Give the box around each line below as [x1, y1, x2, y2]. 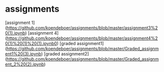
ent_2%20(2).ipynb [5, 61, 44, 67]
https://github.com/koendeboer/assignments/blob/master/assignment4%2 [6, 35, 158, 41]
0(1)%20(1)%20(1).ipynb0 [5, 40, 58, 46]
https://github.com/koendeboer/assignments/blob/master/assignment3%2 [6, 24, 158, 30]
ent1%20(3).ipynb [5, 50, 41, 57]
